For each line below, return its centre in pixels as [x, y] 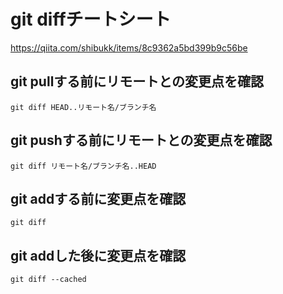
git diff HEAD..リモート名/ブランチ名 [83, 107]
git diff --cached [48, 280]
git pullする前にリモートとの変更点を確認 [137, 81]
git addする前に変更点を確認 [98, 198]
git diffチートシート [91, 19]
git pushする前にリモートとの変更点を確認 [141, 140]
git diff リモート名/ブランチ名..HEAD [83, 166]
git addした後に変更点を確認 [98, 255]
